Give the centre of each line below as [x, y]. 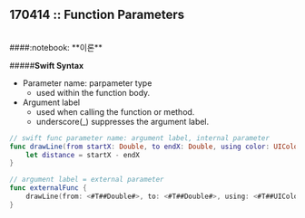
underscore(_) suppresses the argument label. [123, 121]
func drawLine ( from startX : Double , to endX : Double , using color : [140, 147]
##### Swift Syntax [47, 65]
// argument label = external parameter [87, 180]
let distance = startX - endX [83, 155]
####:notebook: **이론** [56, 47]
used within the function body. [93, 92]
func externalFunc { [49, 188]
